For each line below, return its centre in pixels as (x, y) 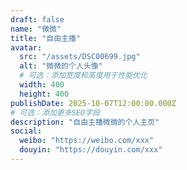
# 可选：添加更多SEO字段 (55, 112)
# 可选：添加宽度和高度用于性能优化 (83, 76)
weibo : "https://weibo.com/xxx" (87, 141)
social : (26, 131)
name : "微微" (36, 29)
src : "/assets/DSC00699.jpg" (80, 57)
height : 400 (44, 94)
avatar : (26, 47)
